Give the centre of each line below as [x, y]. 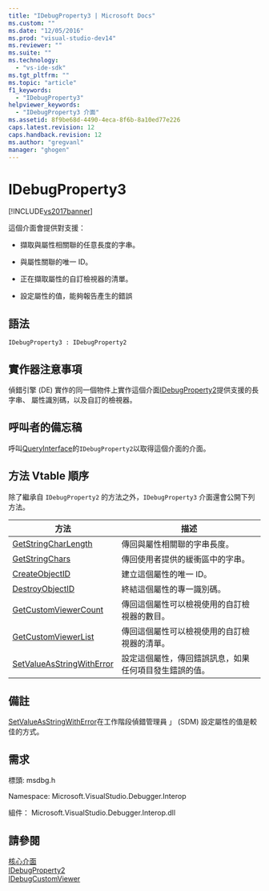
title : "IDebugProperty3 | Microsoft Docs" [82, 16]
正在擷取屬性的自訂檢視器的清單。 [76, 279]
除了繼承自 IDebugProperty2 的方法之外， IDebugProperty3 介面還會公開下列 [132, 496]
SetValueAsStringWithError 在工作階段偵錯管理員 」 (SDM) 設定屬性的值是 [129, 722]
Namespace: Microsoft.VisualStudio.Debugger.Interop [97, 797]
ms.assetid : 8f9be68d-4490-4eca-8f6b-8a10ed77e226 [94, 120]
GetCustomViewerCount [58, 609]
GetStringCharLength [53, 544]
